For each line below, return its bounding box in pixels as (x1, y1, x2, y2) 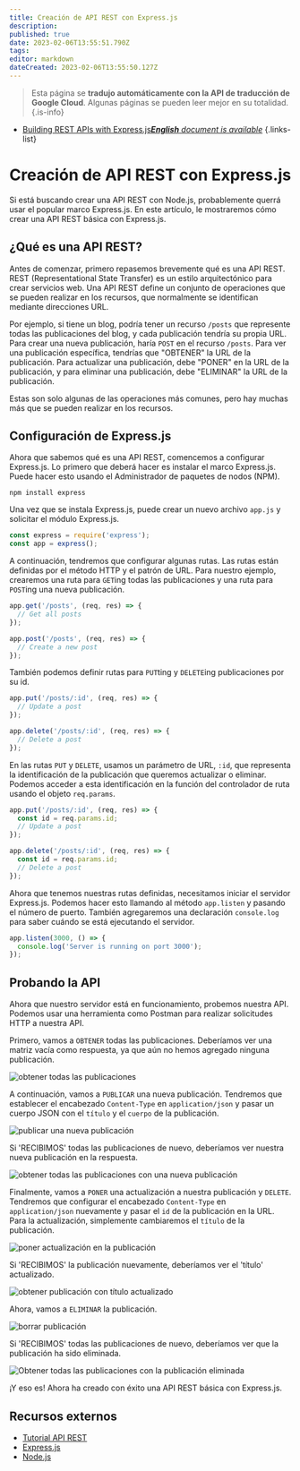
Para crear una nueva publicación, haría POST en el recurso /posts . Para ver (9, 338, 287, 348)
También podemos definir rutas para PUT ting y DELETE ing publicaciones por (9, 667, 285, 678)
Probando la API (9, 975, 101, 990)
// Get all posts (17, 610, 82, 619)
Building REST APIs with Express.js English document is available (21, 124, 263, 134)
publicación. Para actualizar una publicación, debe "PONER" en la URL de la (9, 356, 289, 367)
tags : (9, 47, 30, 56)
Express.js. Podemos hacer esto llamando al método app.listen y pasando (9, 897, 286, 908)
